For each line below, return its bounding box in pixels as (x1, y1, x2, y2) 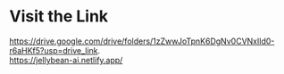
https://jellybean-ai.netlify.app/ (9, 54, 123, 65)
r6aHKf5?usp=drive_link (9, 45, 98, 55)
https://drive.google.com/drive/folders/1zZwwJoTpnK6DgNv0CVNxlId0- (9, 36, 275, 46)
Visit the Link (9, 6, 109, 27)
